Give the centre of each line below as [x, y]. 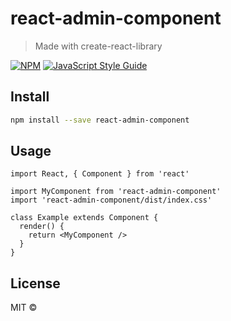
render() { [42, 227]
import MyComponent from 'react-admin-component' [116, 192]
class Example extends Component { [84, 218]
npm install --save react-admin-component [100, 120]
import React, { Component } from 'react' [100, 174]
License [35, 283]
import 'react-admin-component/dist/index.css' [111, 200]
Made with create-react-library [98, 46]
